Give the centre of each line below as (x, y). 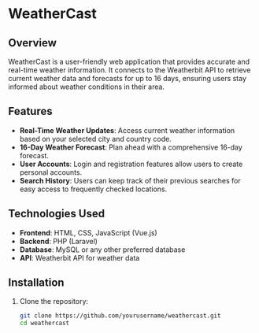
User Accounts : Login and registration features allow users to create (131, 164)
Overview (33, 43)
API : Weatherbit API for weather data (80, 257)
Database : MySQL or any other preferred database (102, 250)
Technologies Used (56, 214)
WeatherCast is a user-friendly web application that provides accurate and (129, 61)
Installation (36, 283)
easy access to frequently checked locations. (93, 189)
